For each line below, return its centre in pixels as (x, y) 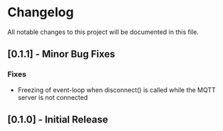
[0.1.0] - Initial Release (58, 120)
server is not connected (52, 97)
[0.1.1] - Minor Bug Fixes (61, 54)
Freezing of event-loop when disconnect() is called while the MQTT (116, 90)
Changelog (41, 12)
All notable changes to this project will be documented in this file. (103, 32)
